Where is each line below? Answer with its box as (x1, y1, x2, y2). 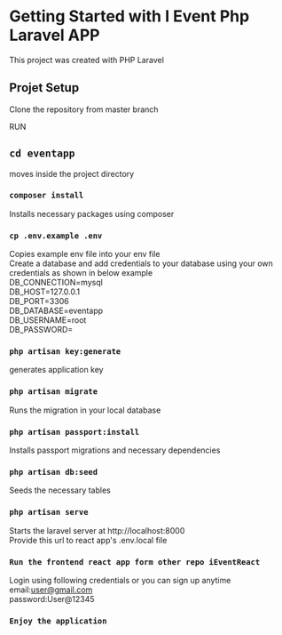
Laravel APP (9, 25, 100, 45)
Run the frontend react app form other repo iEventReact (9, 557, 261, 567)
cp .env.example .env (9, 230, 103, 241)
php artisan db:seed (9, 467, 98, 477)
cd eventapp (9, 147, 75, 160)
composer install (9, 190, 84, 201)
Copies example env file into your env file (9, 249, 161, 260)
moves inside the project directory (9, 168, 135, 179)
